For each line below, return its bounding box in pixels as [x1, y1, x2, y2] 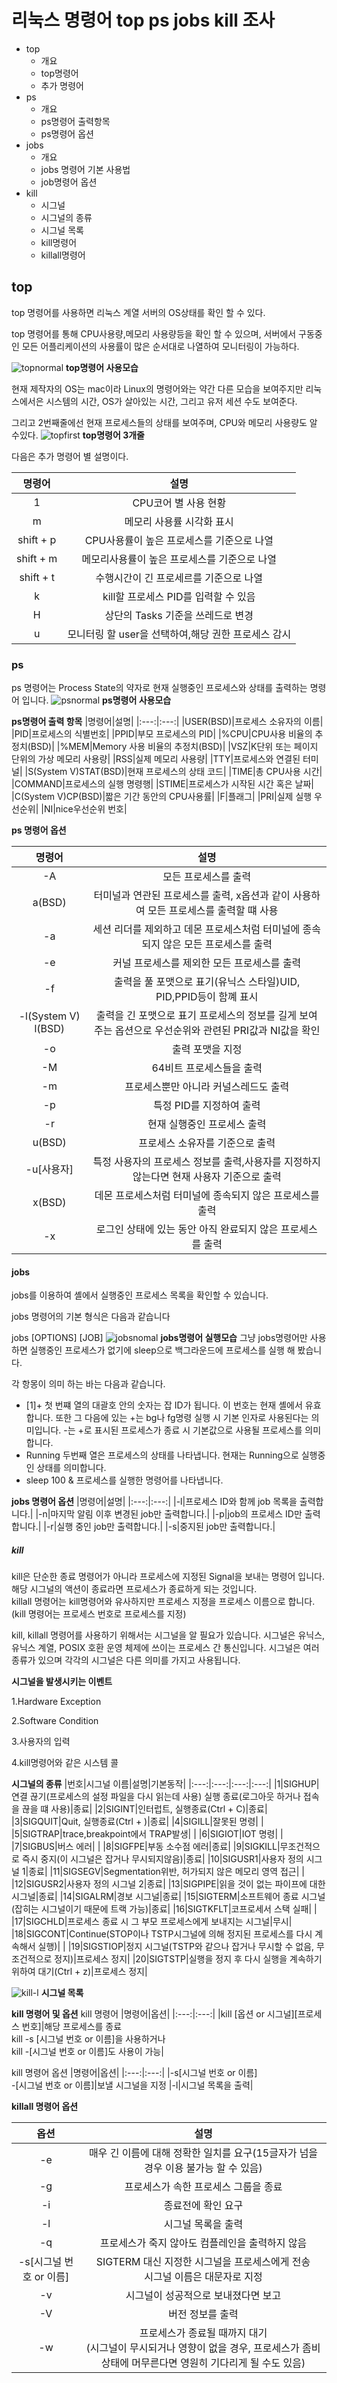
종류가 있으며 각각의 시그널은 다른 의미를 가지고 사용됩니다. [11, 1654, 241, 1666]
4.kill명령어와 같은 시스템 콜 [11, 1757, 119, 1769]
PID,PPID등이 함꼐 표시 [155, 990, 259, 1004]
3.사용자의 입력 [11, 1736, 71, 1748]
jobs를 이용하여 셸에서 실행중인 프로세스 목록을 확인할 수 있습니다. [11, 1289, 269, 1301]
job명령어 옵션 [40, 176, 98, 188]
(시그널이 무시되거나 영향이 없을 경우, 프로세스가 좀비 [85, 2341, 321, 2355]
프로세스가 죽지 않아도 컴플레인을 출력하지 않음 [99, 2236, 308, 2250]
